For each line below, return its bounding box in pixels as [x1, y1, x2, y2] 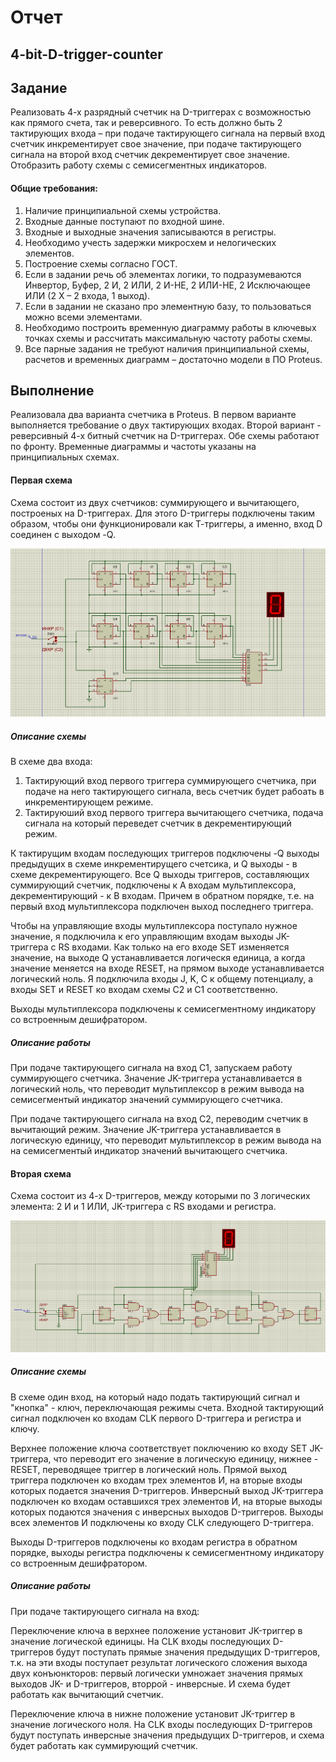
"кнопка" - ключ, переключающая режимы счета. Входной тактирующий [10, 1401, 325, 1413]
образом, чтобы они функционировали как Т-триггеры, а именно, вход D [10, 517, 323, 530]
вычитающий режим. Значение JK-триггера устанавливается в [10, 1124, 282, 1136]
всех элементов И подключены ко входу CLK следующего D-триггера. [10, 1516, 314, 1528]
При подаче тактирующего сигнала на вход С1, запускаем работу [10, 1062, 293, 1074]
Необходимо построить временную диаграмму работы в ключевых [24, 321, 317, 333]
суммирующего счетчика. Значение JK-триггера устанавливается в [10, 1072, 303, 1085]
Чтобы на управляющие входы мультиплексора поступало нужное [10, 920, 298, 932]
